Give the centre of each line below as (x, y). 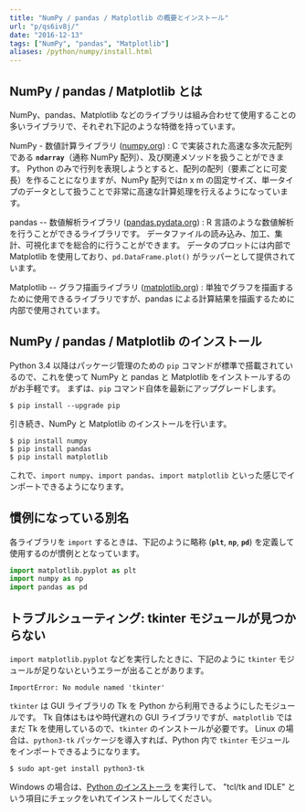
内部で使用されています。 (57, 310)
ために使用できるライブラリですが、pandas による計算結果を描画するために (152, 299)
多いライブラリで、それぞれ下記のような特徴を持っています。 (125, 126)
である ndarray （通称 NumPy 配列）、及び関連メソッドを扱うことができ (143, 157)
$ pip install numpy (49, 441)
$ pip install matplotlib (58, 457)
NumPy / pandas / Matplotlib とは (106, 91)
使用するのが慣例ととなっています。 (77, 553)
